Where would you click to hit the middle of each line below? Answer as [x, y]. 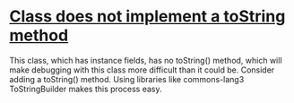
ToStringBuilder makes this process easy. [86, 89]
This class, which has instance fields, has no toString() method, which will [146, 60]
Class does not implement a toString [147, 17]
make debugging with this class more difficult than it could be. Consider [142, 70]
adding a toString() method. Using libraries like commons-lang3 [127, 79]
